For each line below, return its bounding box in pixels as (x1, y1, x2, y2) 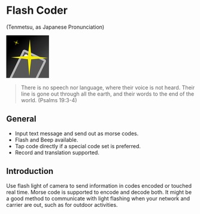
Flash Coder (6, 4, 68, 17)
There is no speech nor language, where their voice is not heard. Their (20, 84, 195, 91)
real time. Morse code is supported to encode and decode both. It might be (6, 188, 192, 195)
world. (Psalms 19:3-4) (20, 96, 77, 103)
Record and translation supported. (14, 149, 100, 156)
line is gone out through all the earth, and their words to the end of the (20, 90, 195, 97)
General (6, 114, 37, 124)
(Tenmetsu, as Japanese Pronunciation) (6, 23, 105, 30)
